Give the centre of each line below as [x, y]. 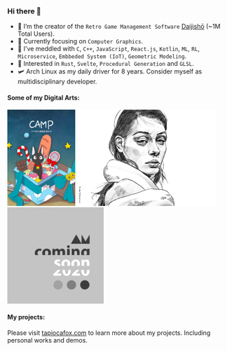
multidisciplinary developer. [57, 82]
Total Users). [36, 34]
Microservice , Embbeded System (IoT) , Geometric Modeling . [102, 56]
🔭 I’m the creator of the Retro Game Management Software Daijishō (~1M [119, 27]
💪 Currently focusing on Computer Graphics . [80, 41]
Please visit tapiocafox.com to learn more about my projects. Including [109, 333]
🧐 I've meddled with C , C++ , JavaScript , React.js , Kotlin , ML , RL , [108, 49]
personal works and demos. [47, 340]
